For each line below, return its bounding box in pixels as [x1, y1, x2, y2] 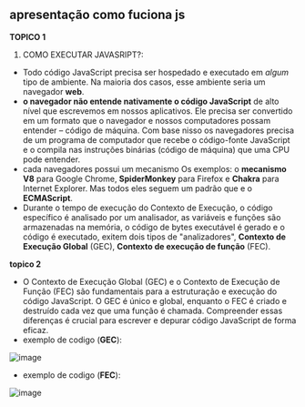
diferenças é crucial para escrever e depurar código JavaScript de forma [22, 314, 297, 326]
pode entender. [22, 154, 80, 165]
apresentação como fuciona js [9, 7, 186, 23]
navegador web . [22, 86, 85, 97]
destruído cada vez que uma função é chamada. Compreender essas [22, 305, 283, 316]
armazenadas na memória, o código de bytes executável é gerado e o [22, 221, 285, 232]
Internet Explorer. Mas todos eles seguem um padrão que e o [22, 182, 253, 194]
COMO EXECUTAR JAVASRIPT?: [22, 49, 144, 60]
